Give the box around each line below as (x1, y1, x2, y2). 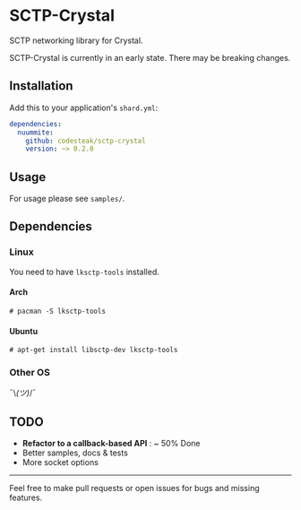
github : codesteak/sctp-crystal (25, 136, 146, 145)
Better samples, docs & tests (21, 447, 128, 458)
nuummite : (17, 127, 54, 137)
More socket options (21, 457, 99, 468)
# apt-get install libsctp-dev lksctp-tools (9, 346, 178, 355)
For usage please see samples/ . (9, 194, 125, 204)
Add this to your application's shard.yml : (9, 102, 159, 113)
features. (9, 492, 43, 503)
